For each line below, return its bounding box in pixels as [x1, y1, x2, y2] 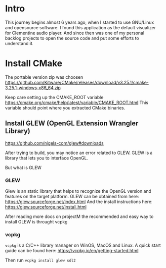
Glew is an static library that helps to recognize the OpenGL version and [5, 188, 152, 194]
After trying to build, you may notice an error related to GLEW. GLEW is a [5, 150, 153, 156]
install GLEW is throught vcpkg [5, 218, 68, 224]
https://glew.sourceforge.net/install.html [5, 204, 87, 210]
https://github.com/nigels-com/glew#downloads [5, 140, 104, 146]
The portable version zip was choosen [5, 74, 83, 80]
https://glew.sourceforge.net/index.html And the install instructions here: [5, 199, 153, 205]
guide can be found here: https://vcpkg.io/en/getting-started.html [5, 248, 139, 254]
